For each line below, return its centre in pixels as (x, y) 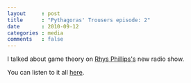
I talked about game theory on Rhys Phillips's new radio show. (96, 59)
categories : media (35, 33)
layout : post (34, 13)
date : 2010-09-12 (43, 26)
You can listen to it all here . (46, 73)
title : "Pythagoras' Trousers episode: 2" (79, 20)
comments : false (35, 39)
